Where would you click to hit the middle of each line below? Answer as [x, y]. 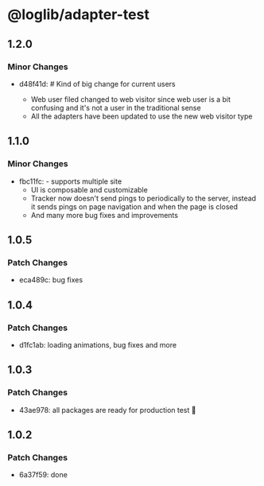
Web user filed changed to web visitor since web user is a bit [131, 99]
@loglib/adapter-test [79, 15]
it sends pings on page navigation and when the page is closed [134, 206]
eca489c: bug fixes [51, 280]
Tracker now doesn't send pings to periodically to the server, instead [143, 198]
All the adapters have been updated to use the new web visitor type [142, 116]
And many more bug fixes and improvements [104, 215]
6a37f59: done [43, 475]
